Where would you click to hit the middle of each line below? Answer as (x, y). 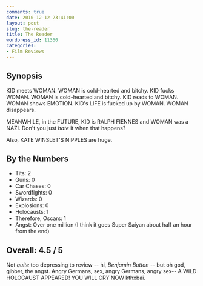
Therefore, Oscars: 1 (41, 218)
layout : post (23, 23)
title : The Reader (29, 35)
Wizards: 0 (28, 199)
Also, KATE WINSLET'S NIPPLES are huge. (59, 139)
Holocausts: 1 (32, 212)
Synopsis (24, 76)
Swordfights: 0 (34, 193)
